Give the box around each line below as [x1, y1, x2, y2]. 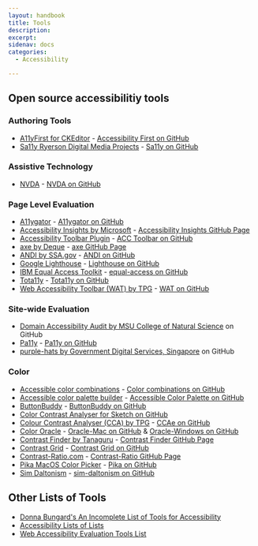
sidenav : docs [8, 41, 55, 49]
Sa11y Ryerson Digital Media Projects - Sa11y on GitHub [19, 141, 199, 151]
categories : [8, 48, 47, 56]
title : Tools [8, 19, 51, 27]
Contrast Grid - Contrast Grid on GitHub [19, 443, 149, 452]
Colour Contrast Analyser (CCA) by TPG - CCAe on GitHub [19, 417, 211, 427]
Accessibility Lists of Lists [19, 520, 104, 529]
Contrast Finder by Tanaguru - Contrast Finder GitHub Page [19, 435, 215, 444]
